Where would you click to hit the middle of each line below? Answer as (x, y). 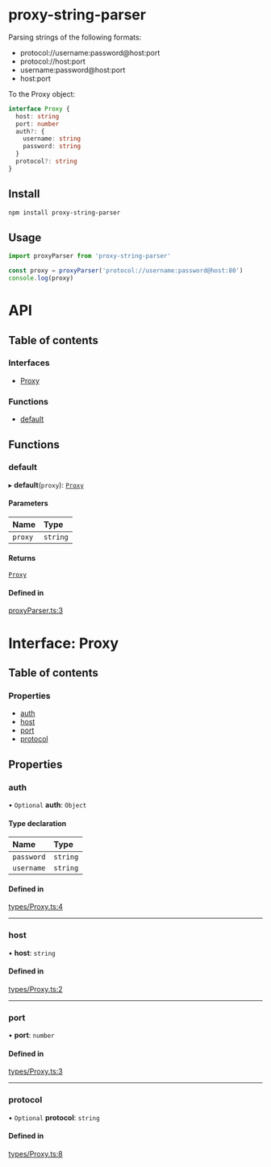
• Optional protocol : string (54, 1117)
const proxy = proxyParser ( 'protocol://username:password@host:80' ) (126, 271)
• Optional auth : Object (48, 804)
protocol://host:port (53, 61)
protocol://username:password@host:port (90, 52)
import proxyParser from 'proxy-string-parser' (90, 256)
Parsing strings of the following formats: (75, 37)
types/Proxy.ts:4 (35, 907)
